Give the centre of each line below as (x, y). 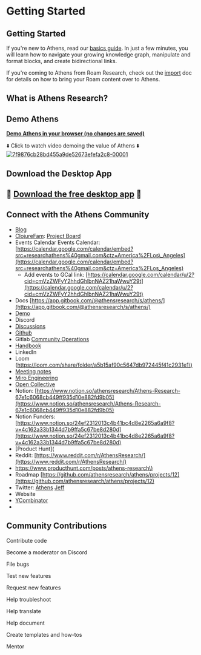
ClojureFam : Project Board (48, 236)
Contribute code (27, 540)
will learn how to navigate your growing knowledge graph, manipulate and (98, 55)
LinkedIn (26, 352)
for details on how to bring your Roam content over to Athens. (83, 79)
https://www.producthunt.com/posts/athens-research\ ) (84, 468)
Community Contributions (57, 526)
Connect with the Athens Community (78, 215)
